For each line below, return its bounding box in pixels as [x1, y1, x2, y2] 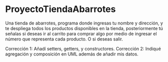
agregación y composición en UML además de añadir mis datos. [5, 51, 139, 57]
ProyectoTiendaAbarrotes [5, 3, 116, 15]
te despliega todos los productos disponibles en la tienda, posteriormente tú [5, 25, 163, 31]
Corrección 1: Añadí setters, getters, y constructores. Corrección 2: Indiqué [5, 45, 161, 51]
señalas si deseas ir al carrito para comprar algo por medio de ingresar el [5, 30, 157, 36]
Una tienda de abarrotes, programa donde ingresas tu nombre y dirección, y [5, 20, 163, 26]
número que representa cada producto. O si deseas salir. [5, 36, 123, 42]
